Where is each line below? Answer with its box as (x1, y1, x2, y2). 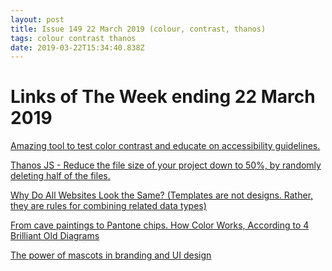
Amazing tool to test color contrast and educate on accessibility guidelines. (10, 140, 321, 152)
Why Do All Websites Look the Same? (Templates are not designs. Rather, (10, 189, 314, 201)
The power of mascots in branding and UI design (10, 249, 212, 261)
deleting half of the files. (10, 170, 111, 182)
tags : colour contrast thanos (10, 33, 137, 43)
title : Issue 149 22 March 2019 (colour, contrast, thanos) (10, 24, 267, 34)
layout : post (10, 14, 65, 25)
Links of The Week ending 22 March (10, 86, 316, 108)
